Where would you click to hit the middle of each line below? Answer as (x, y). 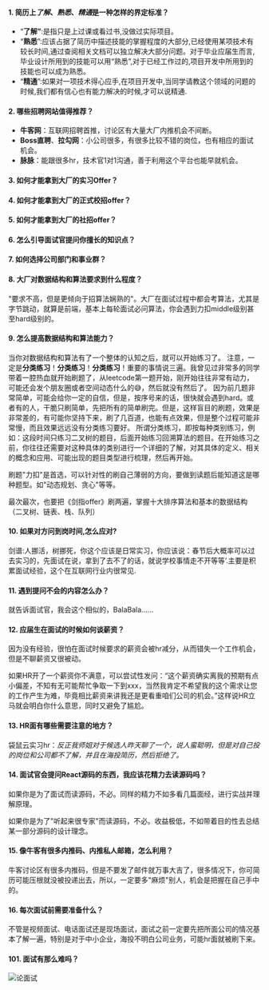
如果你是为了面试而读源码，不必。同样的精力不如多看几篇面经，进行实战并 (131, 794)
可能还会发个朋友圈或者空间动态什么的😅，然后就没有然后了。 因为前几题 (129, 387)
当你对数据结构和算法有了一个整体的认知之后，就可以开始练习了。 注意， (128, 357)
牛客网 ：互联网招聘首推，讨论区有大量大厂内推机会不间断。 (118, 130)
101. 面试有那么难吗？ (44, 959)
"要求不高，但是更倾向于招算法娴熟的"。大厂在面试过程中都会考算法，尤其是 (134, 298)
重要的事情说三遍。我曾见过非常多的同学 (193, 367)
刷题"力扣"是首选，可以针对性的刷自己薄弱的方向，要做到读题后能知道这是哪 (134, 474)
